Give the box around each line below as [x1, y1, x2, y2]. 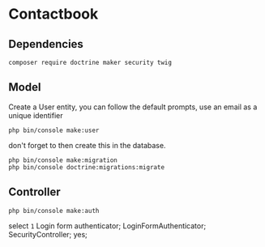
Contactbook [8, 5, 99, 23]
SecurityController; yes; [8, 229, 88, 239]
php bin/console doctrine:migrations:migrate [8, 163, 165, 171]
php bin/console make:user [8, 126, 100, 134]
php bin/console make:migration [8, 155, 118, 164]
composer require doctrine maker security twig [8, 58, 173, 66]
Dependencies [8, 37, 83, 51]
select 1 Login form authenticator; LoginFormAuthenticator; [8, 220, 207, 231]
